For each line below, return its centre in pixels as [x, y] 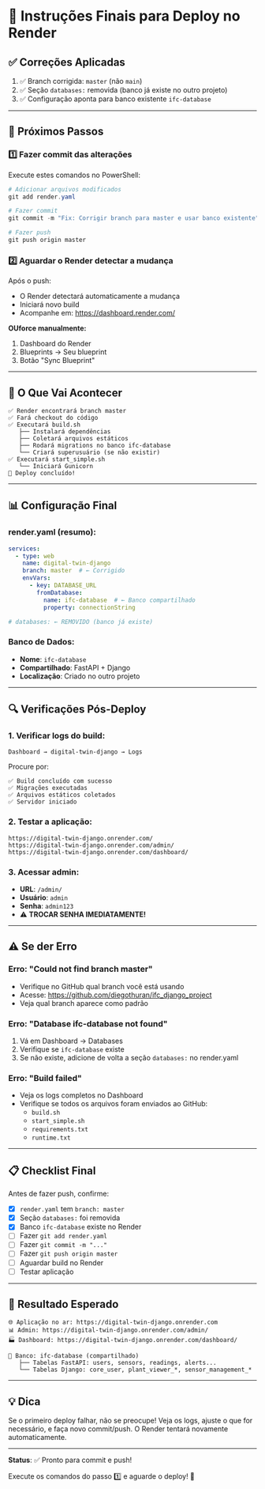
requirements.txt [60, 1130]
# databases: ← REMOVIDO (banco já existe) [81, 622]
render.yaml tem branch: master [72, 1209]
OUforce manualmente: [47, 328]
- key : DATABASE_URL [63, 586]
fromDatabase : [60, 592]
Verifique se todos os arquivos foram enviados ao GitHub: [114, 1104]
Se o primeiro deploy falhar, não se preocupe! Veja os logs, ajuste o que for [131, 1421]
